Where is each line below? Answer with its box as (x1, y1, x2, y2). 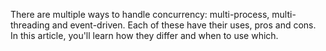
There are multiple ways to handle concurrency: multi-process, (10, 9, 270, 20)
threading (10, 19, 50, 31)
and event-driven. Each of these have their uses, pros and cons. (51, 19, 317, 31)
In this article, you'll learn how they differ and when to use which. (10, 30, 279, 41)
